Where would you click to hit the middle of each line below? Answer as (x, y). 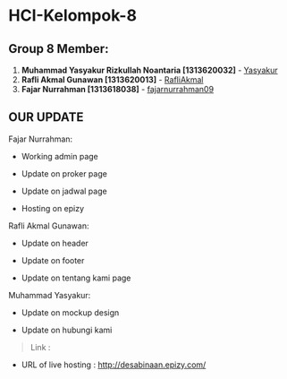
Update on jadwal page (64, 191)
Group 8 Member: (59, 49)
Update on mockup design (70, 312)
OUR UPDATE (46, 117)
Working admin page (60, 156)
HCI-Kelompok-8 (73, 16)
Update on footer (53, 260)
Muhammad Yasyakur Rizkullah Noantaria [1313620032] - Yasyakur (149, 70)
